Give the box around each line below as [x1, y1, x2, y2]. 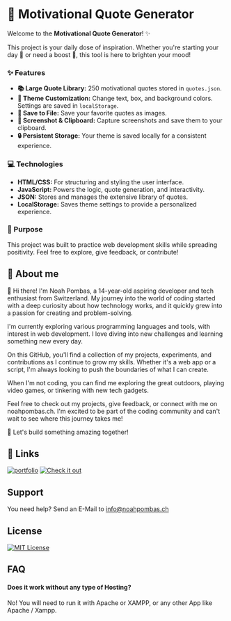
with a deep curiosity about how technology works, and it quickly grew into [7, 301, 223, 309]
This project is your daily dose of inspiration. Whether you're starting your [7, 43, 219, 51]
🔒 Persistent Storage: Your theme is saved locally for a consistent [17, 131, 207, 140]
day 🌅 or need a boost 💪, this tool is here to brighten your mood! [7, 50, 191, 58]
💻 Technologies [7, 159, 64, 169]
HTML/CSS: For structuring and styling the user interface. [17, 177, 184, 186]
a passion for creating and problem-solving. [7, 309, 134, 317]
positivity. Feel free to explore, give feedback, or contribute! [7, 248, 179, 256]
